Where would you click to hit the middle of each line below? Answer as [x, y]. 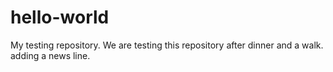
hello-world [60, 17]
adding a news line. [50, 55]
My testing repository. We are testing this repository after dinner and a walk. [167, 45]
